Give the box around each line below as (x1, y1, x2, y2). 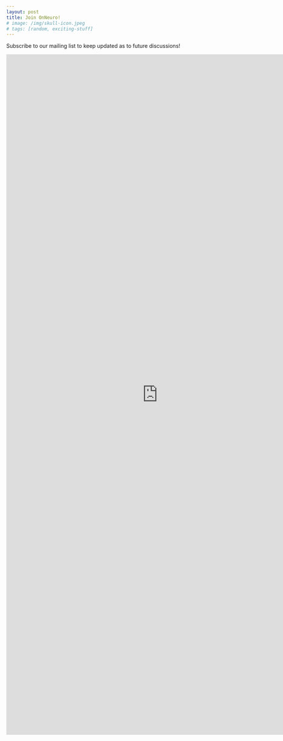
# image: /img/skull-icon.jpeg (6, 20, 85, 26)
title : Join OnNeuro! (6, 15, 61, 21)
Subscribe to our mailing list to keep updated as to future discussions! (6, 42, 180, 50)
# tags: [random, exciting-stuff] (6, 25, 94, 32)
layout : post (6, 8, 39, 15)
